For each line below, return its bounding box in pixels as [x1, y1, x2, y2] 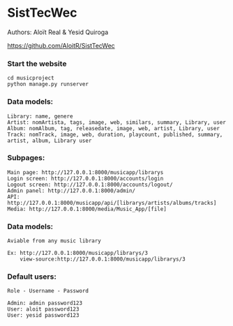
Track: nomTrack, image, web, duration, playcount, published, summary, [7, 131, 223, 138]
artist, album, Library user [7, 137, 92, 144]
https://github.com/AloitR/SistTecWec [7, 41, 115, 49]
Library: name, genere [7, 113, 73, 120]
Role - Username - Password [7, 288, 89, 295]
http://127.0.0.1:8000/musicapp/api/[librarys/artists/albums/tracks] [7, 199, 217, 206]
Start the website [7, 59, 67, 68]
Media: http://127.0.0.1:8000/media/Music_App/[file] [7, 205, 167, 212]
